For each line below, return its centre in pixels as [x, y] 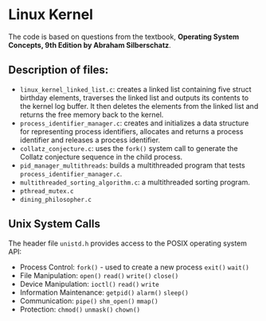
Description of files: [59, 70]
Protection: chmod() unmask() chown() [80, 309]
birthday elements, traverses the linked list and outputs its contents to [134, 98]
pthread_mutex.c [47, 191]
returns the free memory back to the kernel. [92, 114]
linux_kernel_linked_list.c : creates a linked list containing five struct [136, 89]
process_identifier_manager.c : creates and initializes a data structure [134, 123]
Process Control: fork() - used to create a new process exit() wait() [134, 267]
